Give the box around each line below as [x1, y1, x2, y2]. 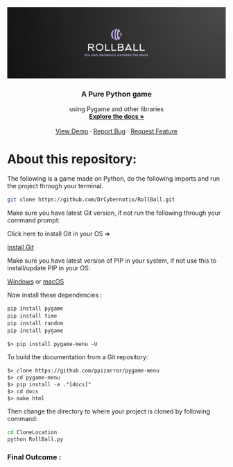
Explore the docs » [89, 113, 144, 121]
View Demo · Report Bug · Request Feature [55, 127, 178, 136]
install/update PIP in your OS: [7, 264, 91, 272]
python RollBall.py [7, 436, 64, 443]
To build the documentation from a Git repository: [7, 352, 148, 361]
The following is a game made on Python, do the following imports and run [7, 174, 221, 183]
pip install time [7, 312, 58, 319]
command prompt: [7, 216, 60, 224]
